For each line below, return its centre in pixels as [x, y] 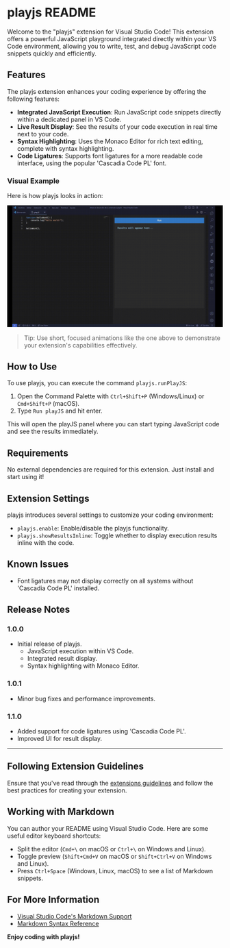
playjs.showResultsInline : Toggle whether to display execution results [117, 535]
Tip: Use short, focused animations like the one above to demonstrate [122, 338]
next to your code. [43, 134]
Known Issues [38, 564]
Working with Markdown [61, 812]
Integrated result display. [62, 659]
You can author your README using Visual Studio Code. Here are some [108, 828]
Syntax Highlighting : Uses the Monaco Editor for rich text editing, [110, 141]
